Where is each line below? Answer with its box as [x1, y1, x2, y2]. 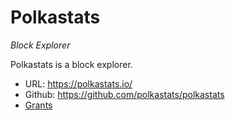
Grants [24, 99, 53, 111]
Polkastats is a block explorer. [10, 58, 133, 70]
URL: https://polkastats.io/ [24, 77, 133, 90]
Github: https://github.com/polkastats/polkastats [24, 88, 225, 100]
